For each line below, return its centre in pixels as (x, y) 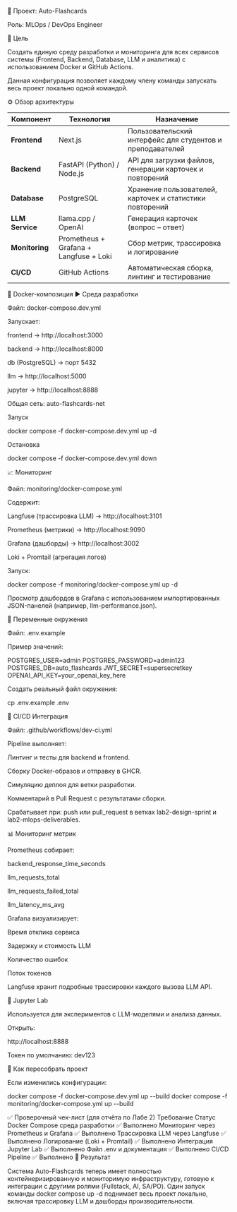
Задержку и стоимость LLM (49, 946)
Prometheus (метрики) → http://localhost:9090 (77, 530)
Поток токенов (29, 973)
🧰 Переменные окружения (48, 619)
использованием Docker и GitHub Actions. (71, 67)
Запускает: (24, 322)
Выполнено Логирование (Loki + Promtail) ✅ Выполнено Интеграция (110, 1141)
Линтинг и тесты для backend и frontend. (69, 757)
